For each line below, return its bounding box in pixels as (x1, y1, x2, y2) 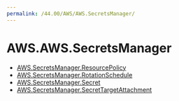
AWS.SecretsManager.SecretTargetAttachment (16, 85, 152, 94)
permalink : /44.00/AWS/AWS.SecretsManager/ (6, 10, 136, 17)
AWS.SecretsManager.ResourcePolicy (16, 63, 127, 72)
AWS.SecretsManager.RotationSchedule (16, 70, 133, 79)
